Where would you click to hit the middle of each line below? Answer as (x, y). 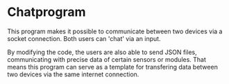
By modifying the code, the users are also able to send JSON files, (102, 52)
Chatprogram (46, 12)
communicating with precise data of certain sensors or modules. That (107, 59)
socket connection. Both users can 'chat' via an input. (84, 38)
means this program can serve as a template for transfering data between (113, 67)
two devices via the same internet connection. (73, 74)
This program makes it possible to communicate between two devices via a (115, 31)
